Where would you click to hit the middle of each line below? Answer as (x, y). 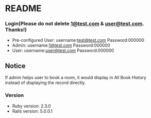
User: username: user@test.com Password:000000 (63, 51)
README (23, 8)
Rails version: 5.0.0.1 (32, 111)
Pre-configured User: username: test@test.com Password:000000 (78, 40)
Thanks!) (16, 30)
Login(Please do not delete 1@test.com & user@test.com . (75, 24)
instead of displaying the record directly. (45, 83)
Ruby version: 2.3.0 (31, 106)
